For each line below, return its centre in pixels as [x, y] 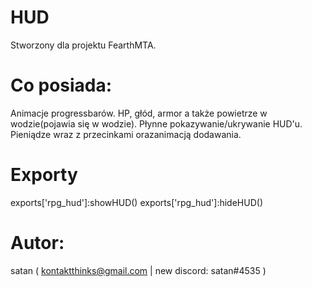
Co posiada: [61, 85]
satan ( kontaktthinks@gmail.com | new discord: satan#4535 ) [138, 270]
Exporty [44, 175]
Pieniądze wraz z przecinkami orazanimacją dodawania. [126, 134]
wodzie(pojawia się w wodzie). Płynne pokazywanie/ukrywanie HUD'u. [156, 123]
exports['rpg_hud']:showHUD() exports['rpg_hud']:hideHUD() [136, 202]
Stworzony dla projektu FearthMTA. [83, 45]
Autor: [37, 243]
